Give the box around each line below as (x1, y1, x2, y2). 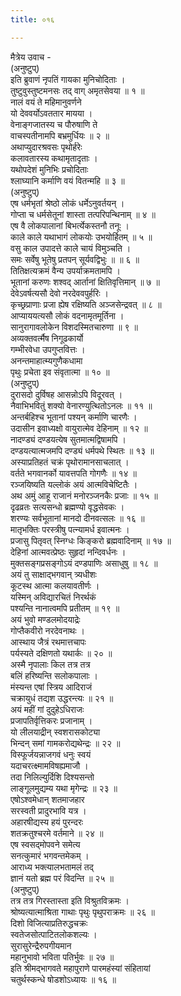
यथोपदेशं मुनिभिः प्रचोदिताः (10, 163, 89, 175)
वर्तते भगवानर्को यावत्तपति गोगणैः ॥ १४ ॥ (10, 467, 137, 479)
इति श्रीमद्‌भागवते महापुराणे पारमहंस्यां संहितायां (10, 962, 151, 974)
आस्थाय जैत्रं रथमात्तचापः (10, 636, 87, 648)
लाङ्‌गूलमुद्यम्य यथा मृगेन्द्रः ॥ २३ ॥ (10, 782, 118, 794)
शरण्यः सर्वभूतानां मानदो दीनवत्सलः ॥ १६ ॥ (10, 512, 145, 524)
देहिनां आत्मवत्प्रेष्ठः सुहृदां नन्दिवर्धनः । (10, 546, 127, 558)
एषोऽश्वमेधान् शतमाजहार (10, 793, 85, 805)
